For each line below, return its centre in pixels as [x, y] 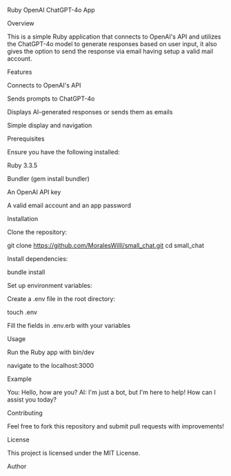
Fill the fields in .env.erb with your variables [69, 325]
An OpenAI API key [34, 192]
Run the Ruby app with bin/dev [51, 352]
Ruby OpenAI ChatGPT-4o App [51, 10]
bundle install [26, 272]
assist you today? [32, 400]
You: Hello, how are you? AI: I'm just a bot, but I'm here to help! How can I [111, 392]
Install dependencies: [38, 259]
